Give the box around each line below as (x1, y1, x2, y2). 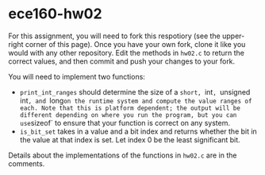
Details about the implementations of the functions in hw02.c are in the (8, 150, 237, 160)
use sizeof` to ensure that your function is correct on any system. (19, 118, 231, 127)
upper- (221, 31, 245, 41)
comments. (8, 158, 45, 168)
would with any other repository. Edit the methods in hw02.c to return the (8, 48, 244, 57)
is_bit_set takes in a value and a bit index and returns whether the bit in (19, 126, 258, 136)
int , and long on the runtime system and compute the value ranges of (19, 95, 252, 105)
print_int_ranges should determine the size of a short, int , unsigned (19, 87, 251, 96)
